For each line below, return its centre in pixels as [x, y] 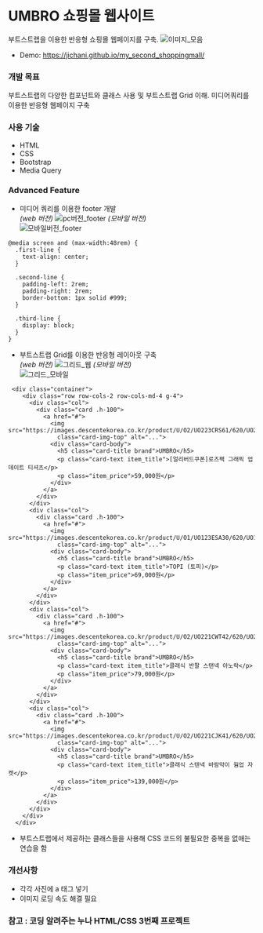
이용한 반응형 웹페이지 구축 [49, 105]
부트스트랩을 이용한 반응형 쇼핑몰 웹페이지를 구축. [83, 39]
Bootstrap [35, 162]
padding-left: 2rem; [56, 284]
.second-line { [40, 277]
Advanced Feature [44, 191]
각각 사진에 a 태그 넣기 [54, 889]
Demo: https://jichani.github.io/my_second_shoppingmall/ [112, 55]
